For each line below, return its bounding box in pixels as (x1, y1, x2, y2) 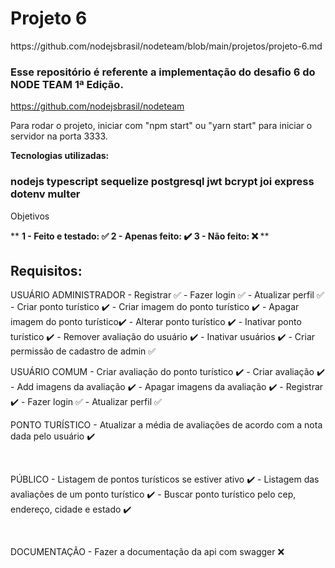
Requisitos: (10, 262, 83, 279)
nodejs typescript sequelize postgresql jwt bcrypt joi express (10, 175, 315, 189)
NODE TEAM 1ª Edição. (10, 77, 124, 91)
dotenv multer (10, 187, 81, 201)
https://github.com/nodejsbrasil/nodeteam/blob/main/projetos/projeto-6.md (10, 40, 323, 52)
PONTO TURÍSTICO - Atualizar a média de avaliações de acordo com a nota (10, 419, 323, 431)
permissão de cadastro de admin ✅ (10, 345, 157, 357)
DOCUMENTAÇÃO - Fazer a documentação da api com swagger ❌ (10, 546, 285, 558)
